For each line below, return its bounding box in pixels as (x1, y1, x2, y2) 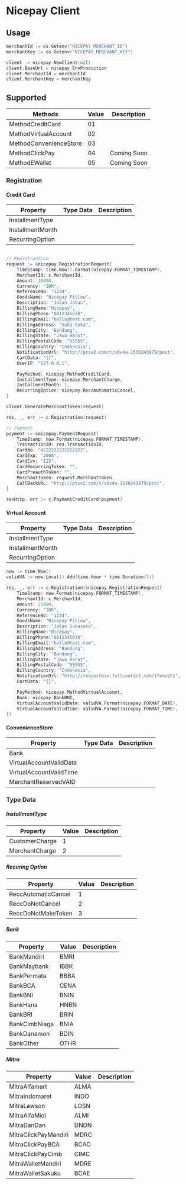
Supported (6, 92, 47, 103)
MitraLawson (9, 1102, 45, 1110)
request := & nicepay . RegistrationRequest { (6, 261, 112, 267)
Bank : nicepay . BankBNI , (17, 694, 76, 700)
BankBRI (9, 1010, 32, 1019)
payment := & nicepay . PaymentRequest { (6, 431, 99, 437)
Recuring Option (6, 863, 47, 870)
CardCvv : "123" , (17, 458, 57, 465)
